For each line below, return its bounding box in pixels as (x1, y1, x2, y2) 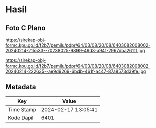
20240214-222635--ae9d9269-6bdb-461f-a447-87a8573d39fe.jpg (5, 68, 146, 74)
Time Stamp (8, 106, 37, 113)
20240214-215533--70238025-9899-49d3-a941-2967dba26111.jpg (5, 48, 145, 53)
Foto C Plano (5, 24, 46, 32)
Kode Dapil (8, 114, 34, 121)
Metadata (5, 83, 36, 91)
